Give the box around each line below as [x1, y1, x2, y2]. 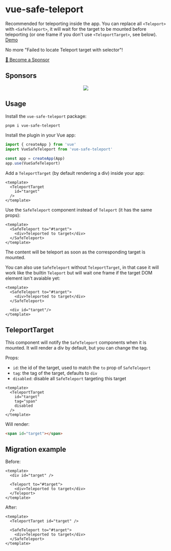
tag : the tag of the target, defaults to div [12, 370, 98, 376]
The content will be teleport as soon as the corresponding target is [5, 249, 145, 255]
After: [5, 504, 17, 511]
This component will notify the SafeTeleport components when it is [5, 339, 146, 346]
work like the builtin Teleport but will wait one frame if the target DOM [5, 269, 153, 275]
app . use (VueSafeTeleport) [5, 161, 60, 166]
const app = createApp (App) [5, 156, 65, 162]
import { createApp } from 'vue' [5, 142, 77, 147]
